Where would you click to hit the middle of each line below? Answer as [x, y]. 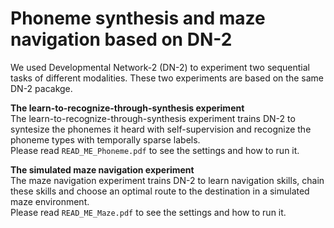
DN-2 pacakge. [41, 88]
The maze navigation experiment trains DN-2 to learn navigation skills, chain [167, 180]
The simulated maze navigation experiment [102, 169]
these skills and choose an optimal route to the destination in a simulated [160, 191]
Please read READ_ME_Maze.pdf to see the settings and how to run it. [148, 212]
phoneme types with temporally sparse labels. [105, 139]
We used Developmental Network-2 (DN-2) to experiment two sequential [160, 67]
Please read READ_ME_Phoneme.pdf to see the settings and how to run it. [155, 150]
